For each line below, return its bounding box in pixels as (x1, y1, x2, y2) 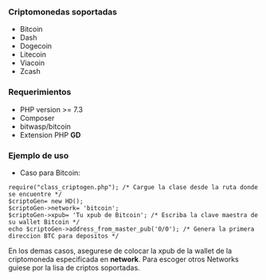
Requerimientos (8, 87, 72, 98)
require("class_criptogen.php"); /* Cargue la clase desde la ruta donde (8, 183, 259, 191)
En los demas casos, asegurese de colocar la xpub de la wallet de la (8, 246, 233, 255)
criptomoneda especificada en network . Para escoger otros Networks (8, 254, 239, 264)
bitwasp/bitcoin (19, 122, 72, 131)
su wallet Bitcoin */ (8, 218, 80, 226)
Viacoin (19, 58, 45, 68)
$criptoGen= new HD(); (8, 197, 84, 205)
